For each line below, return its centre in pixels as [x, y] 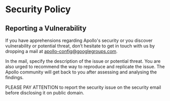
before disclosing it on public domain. [45, 93]
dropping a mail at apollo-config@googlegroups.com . [62, 51]
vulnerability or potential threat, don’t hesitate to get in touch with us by [80, 46]
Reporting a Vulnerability [46, 28]
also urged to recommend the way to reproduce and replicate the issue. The [85, 67]
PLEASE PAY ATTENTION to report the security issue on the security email [83, 87]
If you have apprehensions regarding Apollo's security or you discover [79, 40]
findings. [15, 77]
